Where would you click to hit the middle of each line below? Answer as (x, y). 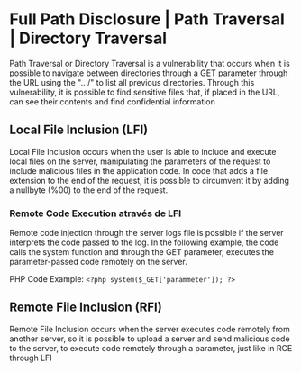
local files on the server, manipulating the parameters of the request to (140, 161)
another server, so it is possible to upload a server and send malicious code (150, 339)
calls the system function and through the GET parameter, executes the (142, 252)
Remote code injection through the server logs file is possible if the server (146, 233)
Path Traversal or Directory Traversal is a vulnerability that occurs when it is (150, 63)
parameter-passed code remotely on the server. (98, 262)
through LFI (31, 358)
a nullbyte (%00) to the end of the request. (89, 190)
